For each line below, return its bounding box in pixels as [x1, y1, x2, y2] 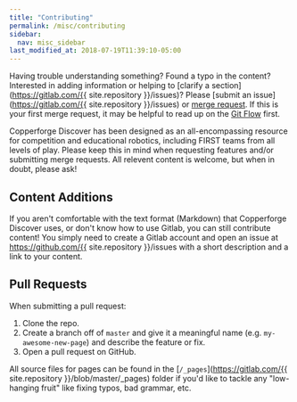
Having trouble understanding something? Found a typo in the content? [9, 70, 271, 81]
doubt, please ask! [9, 164, 78, 175]
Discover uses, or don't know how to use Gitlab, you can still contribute [9, 222, 271, 233]
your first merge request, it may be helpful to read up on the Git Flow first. [9, 109, 281, 119]
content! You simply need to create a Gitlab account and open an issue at [9, 232, 278, 242]
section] [210, 80, 243, 91]
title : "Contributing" [9, 12, 94, 22]
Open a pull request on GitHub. [21, 346, 136, 357]
